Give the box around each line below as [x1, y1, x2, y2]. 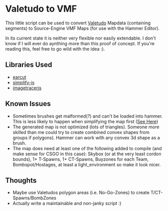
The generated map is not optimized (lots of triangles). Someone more [12, 124, 159, 130]
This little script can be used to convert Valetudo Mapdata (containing [5, 20, 151, 26]
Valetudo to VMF [5, 3, 77, 15]
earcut [12, 74, 26, 80]
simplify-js [12, 79, 34, 85]
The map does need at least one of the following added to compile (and [12, 145, 162, 151]
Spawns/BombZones [12, 195, 57, 201]
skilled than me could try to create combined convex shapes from [12, 129, 150, 135]
